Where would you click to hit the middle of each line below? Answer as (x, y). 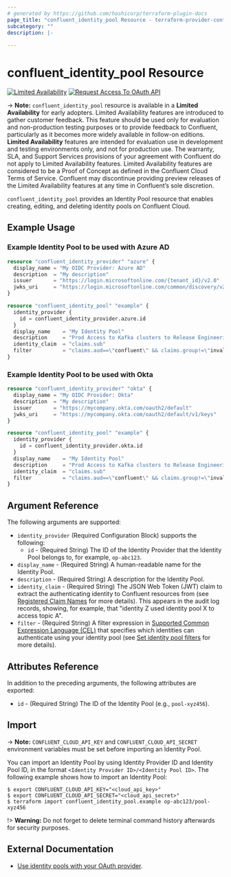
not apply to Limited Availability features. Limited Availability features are (110, 164)
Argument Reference (53, 505)
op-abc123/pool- (187, 801)
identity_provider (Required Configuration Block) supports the (107, 536)
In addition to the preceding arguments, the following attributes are (102, 683)
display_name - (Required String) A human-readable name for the (109, 565)
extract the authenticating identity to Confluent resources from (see (113, 594)
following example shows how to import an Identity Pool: (87, 777)
